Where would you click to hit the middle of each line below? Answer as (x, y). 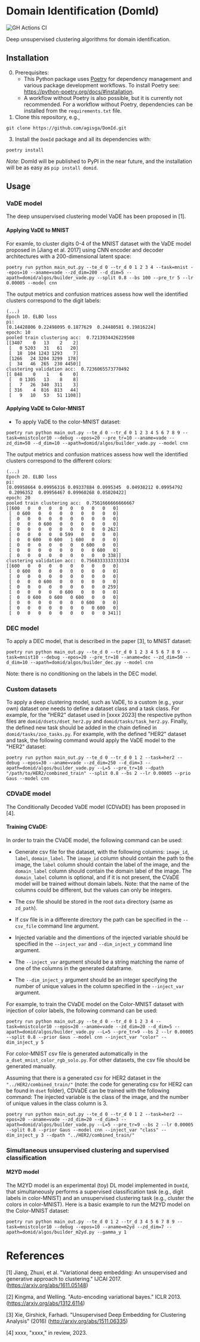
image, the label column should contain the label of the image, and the (102, 864)
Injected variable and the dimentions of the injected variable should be (101, 937)
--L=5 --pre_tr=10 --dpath (130, 768)
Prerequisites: (32, 72)
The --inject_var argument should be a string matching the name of (99, 962)
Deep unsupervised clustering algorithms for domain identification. (89, 39)
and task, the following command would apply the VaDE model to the (91, 740)
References (35, 1256)
